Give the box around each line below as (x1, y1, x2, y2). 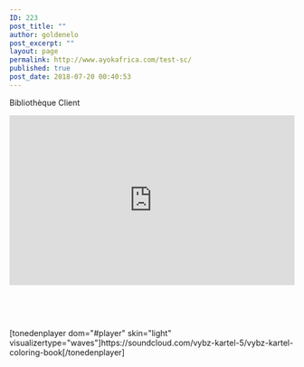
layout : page (9, 47, 59, 56)
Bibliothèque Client (9, 97, 81, 108)
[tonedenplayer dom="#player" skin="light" (9, 327, 172, 338)
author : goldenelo (9, 30, 79, 39)
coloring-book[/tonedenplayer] (9, 346, 125, 358)
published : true (9, 64, 71, 73)
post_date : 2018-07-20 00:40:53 (9, 72, 131, 82)
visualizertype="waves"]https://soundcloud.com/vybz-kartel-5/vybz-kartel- (9, 337, 294, 348)
